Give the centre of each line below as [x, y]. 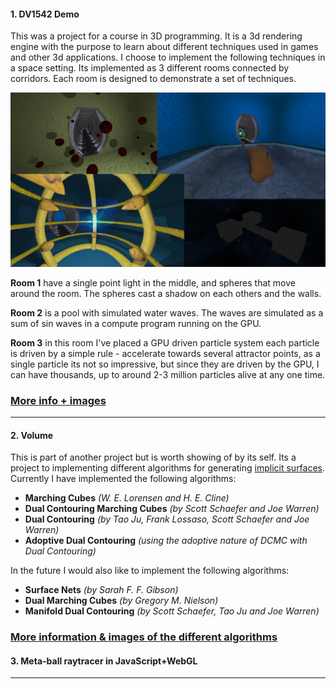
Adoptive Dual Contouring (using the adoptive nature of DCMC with [166, 541]
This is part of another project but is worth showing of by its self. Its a [153, 457]
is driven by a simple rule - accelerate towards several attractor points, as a [165, 353]
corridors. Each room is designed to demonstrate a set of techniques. [153, 79]
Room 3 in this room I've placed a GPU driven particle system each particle [165, 342]
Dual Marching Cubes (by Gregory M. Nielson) [121, 601]
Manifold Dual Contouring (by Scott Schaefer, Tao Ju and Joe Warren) [172, 611]
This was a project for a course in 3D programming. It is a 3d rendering [156, 36]
